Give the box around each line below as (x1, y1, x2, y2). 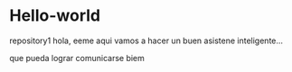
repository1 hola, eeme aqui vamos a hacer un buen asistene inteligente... (9, 35, 283, 46)
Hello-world (9, 5, 101, 26)
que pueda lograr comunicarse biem (9, 52, 145, 63)
